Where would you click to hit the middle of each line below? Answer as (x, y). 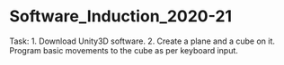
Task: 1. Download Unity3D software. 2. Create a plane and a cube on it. (142, 41)
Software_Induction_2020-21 (120, 16)
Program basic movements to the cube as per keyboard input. (124, 50)
